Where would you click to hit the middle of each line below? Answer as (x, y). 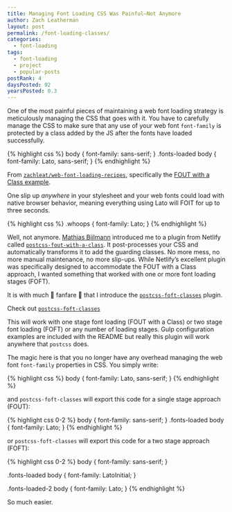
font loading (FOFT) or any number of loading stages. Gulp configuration (111, 329)
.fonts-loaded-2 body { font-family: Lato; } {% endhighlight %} (96, 489)
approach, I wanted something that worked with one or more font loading (111, 274)
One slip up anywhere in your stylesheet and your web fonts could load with (116, 196)
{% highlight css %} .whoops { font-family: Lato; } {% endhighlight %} (107, 224)
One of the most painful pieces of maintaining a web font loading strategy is (115, 111)
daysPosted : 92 (29, 85)
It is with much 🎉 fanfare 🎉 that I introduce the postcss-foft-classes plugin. (115, 295)
